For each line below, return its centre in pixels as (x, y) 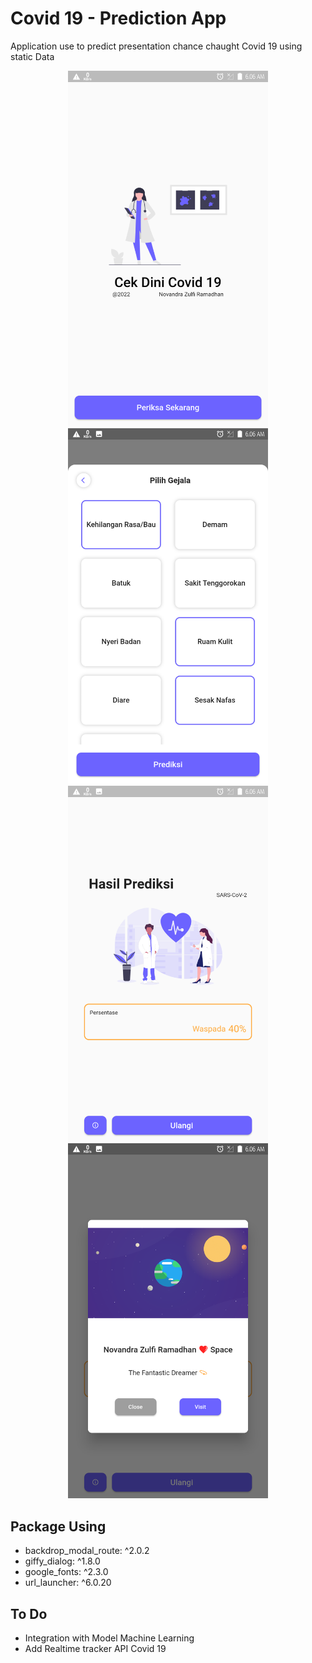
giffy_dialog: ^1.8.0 (62, 1561)
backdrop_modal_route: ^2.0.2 (87, 1551)
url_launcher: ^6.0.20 (68, 1583)
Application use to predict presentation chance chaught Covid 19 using (156, 46)
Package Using (58, 1526)
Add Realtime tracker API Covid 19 (95, 1649)
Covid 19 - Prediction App (118, 18)
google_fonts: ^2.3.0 (66, 1572)
